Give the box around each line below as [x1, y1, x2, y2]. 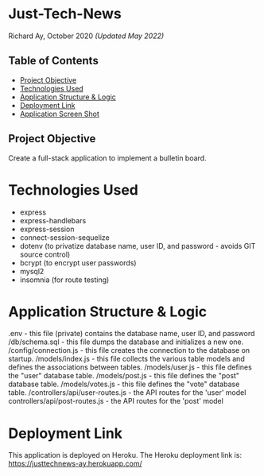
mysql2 [19, 266, 45, 276]
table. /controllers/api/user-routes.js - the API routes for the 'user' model [8, 388, 247, 397]
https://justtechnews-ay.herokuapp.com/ [8, 459, 143, 469]
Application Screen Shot [19, 109, 99, 118]
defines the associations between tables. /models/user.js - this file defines [8, 362, 252, 372]
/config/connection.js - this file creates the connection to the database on [8, 346, 250, 355]
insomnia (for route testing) [19, 275, 110, 284]
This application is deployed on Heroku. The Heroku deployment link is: [8, 451, 243, 460]
